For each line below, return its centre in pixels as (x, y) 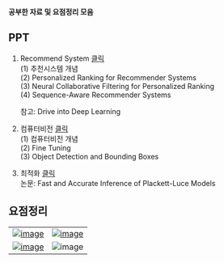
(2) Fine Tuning (45, 147)
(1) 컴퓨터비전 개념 (49, 138)
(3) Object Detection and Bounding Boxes (89, 156)
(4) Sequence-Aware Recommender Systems (95, 95)
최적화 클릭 (38, 173)
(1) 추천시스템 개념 (49, 68)
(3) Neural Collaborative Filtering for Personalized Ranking (117, 86)
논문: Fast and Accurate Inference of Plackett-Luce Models (118, 183)
